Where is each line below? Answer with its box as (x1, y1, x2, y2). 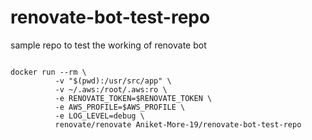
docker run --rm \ (10, 67, 87, 77)
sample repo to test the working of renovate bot (10, 39, 207, 51)
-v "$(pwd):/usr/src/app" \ (54, 76, 172, 86)
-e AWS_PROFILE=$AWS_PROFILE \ (54, 102, 186, 112)
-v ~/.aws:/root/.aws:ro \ (54, 84, 168, 95)
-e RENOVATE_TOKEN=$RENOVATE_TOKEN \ (54, 93, 213, 103)
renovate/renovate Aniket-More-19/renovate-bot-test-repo (54, 119, 302, 130)
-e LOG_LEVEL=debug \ (54, 111, 145, 121)
